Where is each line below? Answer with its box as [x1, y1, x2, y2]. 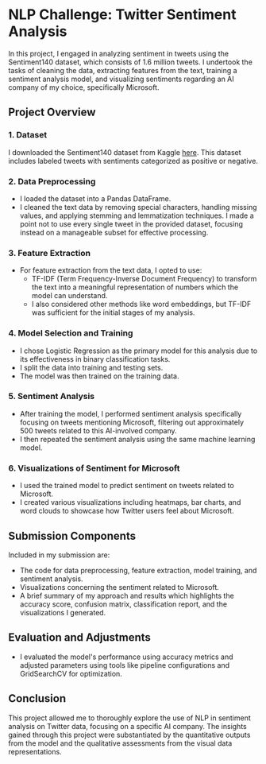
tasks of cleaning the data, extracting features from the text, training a [8, 65, 237, 75]
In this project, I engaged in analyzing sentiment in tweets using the [8, 48, 229, 58]
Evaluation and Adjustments [8, 630, 151, 645]
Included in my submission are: [8, 550, 110, 560]
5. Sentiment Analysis [8, 391, 95, 402]
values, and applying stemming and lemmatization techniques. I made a [19, 211, 254, 220]
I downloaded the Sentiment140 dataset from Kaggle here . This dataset [8, 147, 241, 157]
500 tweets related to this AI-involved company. [19, 425, 177, 435]
